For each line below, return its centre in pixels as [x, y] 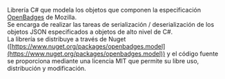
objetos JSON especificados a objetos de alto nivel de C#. [90, 32]
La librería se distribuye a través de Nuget [67, 39]
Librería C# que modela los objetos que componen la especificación [104, 10]
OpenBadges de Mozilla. [42, 17]
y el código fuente [193, 54]
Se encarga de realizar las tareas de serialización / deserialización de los [111, 24]
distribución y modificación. [47, 68]
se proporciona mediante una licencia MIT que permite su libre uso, [103, 61]
